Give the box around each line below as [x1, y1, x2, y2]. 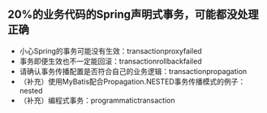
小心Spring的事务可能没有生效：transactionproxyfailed [19, 46, 202, 55]
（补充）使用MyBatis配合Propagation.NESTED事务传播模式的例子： [19, 76, 246, 86]
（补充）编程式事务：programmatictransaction [19, 95, 175, 105]
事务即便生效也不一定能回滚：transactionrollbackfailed [19, 56, 202, 66]
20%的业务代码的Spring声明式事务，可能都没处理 [7, 7, 259, 22]
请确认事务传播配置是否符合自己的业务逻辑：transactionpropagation [19, 66, 248, 76]
